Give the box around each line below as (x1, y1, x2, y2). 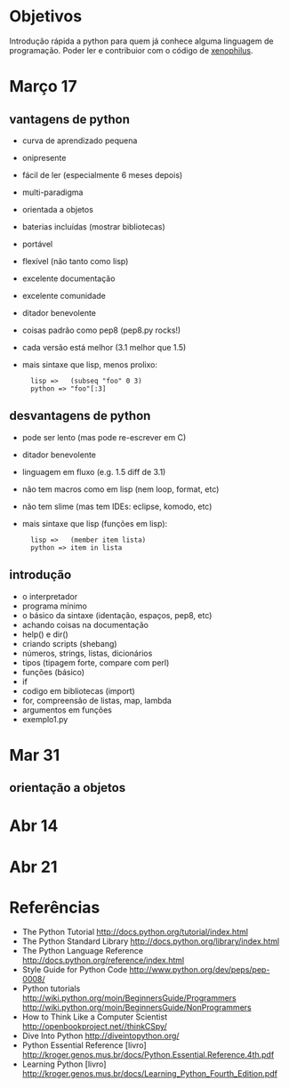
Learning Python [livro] (21, 1059, 107, 1069)
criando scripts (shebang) (21, 638, 117, 649)
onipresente (21, 152, 67, 163)
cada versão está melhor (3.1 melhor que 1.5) (21, 342, 187, 352)
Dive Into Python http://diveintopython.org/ (21, 1030, 180, 1042)
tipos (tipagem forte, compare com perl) (21, 657, 170, 668)
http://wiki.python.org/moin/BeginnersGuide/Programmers (21, 993, 237, 1003)
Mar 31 (9, 745, 60, 765)
